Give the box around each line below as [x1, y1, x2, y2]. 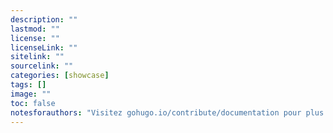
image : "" [10, 89, 52, 99]
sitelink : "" [10, 52, 65, 62]
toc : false [10, 98, 56, 108]
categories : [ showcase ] [10, 71, 110, 81]
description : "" [10, 14, 78, 25]
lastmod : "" [10, 24, 60, 34]
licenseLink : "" [10, 42, 78, 53]
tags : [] [10, 80, 47, 90]
